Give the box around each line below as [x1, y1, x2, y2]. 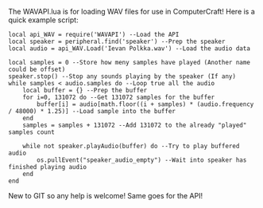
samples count [8, 128, 56, 136]
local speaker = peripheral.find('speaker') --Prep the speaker [8, 37, 226, 45]
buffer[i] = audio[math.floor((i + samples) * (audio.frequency [37, 100, 254, 108]
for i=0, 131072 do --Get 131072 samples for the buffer [22, 93, 215, 101]
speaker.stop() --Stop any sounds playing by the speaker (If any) [8, 73, 237, 80]
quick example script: [8, 15, 79, 25]
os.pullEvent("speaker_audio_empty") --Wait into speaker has [37, 156, 247, 164]
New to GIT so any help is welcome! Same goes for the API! [8, 191, 203, 200]
